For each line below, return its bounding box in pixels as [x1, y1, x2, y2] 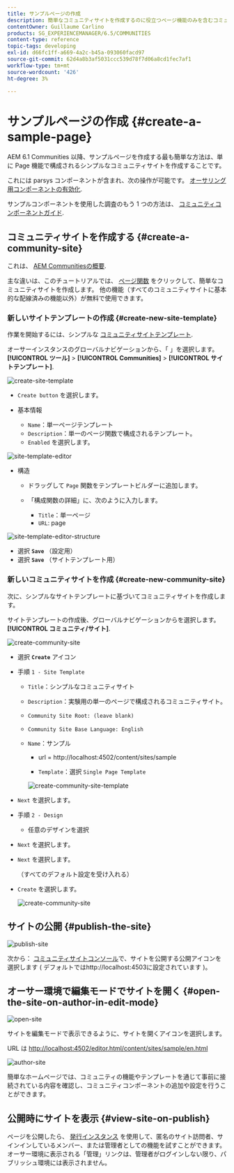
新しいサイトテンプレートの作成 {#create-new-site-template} [7, 313, 217, 323]
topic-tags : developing [7, 43, 77, 50]
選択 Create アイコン [17, 652, 77, 661]
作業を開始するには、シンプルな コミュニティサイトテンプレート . [7, 330, 194, 339]
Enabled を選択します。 [27, 438, 94, 447]
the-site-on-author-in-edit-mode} [7, 996, 159, 1008]
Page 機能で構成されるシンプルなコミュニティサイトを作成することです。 [15, 161, 226, 170]
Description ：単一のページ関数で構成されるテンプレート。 [27, 429, 196, 438]
